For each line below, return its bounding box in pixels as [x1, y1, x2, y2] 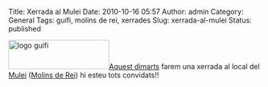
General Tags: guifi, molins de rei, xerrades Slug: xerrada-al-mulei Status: [8, 15, 252, 25]
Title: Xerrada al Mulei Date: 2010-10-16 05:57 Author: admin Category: [8, 7, 244, 16]
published [8, 24, 42, 33]
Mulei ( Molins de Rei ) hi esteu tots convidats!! [8, 70, 159, 80]
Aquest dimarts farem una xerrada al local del [109, 62, 260, 71]
